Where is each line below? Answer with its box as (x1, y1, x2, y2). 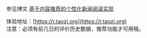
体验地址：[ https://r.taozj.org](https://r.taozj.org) (6, 18, 127, 25)
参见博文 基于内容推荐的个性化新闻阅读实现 (6, 5, 114, 12)
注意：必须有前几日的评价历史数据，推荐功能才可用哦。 (6, 26, 144, 32)
